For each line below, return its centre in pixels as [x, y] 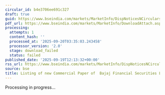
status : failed [25, 55]
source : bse [17, 69]
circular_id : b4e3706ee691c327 [37, 10]
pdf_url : [14, 23]
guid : [11, 19]
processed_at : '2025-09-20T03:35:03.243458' [56, 42]
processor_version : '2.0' [36, 46]
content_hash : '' [27, 37]
